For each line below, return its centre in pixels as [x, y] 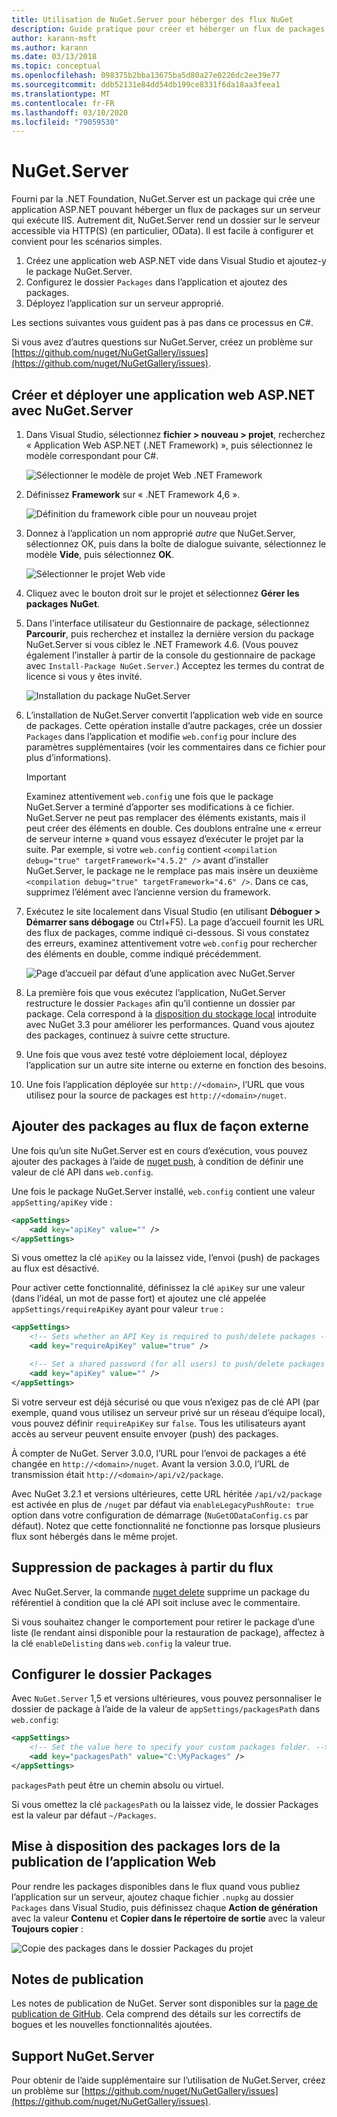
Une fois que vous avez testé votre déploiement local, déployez [156, 1054]
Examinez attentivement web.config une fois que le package [149, 796]
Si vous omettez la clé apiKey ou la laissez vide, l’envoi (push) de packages [166, 1258]
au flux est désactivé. [55, 1268]
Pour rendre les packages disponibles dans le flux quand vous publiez [156, 1886]
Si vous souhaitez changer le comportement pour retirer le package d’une [163, 1622]
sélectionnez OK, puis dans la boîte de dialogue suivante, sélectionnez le [176, 544]
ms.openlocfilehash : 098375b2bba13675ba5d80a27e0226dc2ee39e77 [146, 76]
